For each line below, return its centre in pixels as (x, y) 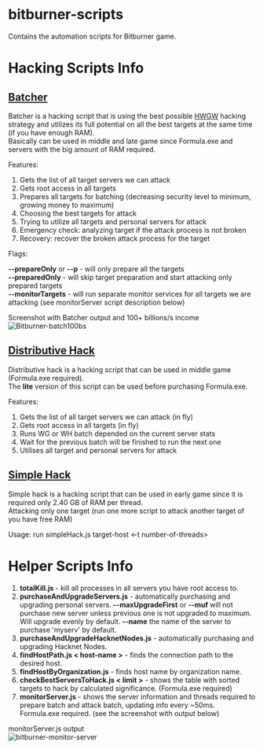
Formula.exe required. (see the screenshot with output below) (119, 713)
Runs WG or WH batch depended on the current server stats (117, 434)
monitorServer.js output (46, 729)
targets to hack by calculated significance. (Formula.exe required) (126, 688)
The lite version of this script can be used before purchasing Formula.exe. (128, 386)
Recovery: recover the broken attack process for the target (115, 238)
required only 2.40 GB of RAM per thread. (76, 502)
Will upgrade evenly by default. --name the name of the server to (125, 621)
